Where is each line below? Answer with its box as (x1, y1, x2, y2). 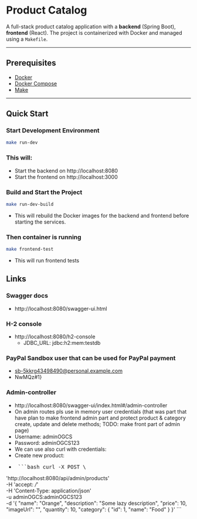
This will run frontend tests (14, 257, 80, 264)
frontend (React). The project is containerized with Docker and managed (6, 29, 183, 36)
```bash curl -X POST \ (18, 463, 86, 470)
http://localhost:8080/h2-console (14, 333, 96, 340)
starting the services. (14, 218, 66, 225)
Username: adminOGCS (14, 433, 73, 440)
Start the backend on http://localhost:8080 (14, 167, 118, 174)
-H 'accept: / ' (6, 481, 39, 488)
